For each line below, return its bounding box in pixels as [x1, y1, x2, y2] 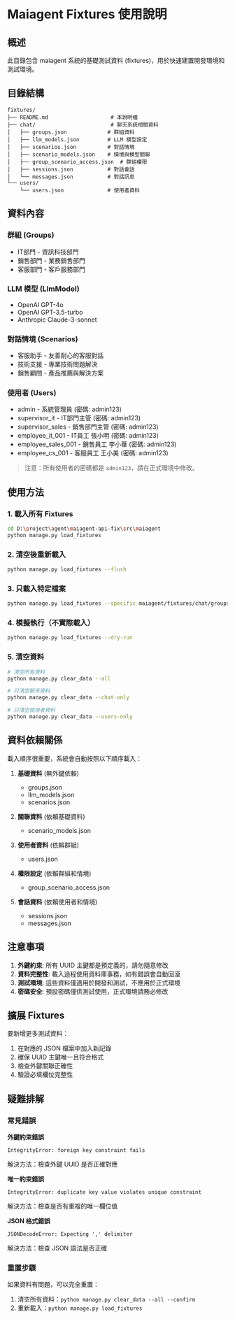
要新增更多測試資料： [7, 1029, 69, 1038]
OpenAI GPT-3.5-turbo [17, 308, 83, 316]
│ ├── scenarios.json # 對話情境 [7, 143, 135, 150]
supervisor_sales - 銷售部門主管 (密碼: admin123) [17, 422, 159, 431]
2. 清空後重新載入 [7, 550, 66, 559]
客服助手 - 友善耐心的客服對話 [17, 351, 104, 360]
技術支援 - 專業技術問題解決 [17, 360, 98, 369]
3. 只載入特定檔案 [7, 583, 66, 593]
